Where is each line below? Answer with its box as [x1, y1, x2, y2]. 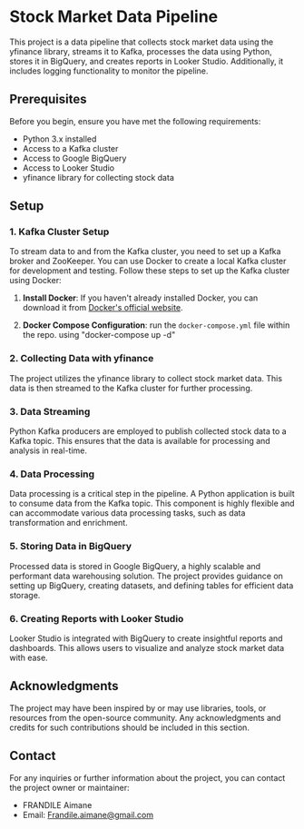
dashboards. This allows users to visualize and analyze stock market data [9, 642, 285, 653]
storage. [9, 589, 41, 600]
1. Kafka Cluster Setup [9, 225, 110, 238]
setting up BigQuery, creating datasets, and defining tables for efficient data [9, 579, 294, 591]
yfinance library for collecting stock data [22, 172, 174, 183]
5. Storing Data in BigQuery [9, 540, 132, 553]
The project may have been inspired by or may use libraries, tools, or [9, 702, 267, 714]
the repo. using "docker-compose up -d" [22, 330, 176, 340]
